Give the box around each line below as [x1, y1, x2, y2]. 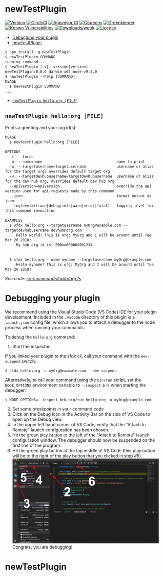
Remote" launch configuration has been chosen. [12, 427, 110, 433]
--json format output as [9, 193, 152, 198]
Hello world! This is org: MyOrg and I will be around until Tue [16, 233, 152, 238]
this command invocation [5, 208, 56, 213]
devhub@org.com [51, 228, 82, 233]
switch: [21, 358, 37, 364]
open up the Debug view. [12, 416, 63, 422]
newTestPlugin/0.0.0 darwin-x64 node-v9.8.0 [5, 69, 97, 74]
